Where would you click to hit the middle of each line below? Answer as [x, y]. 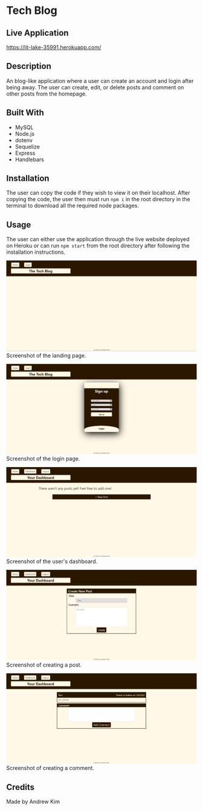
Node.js [25, 134]
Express [25, 153]
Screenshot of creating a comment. [50, 768]
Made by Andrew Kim [33, 802]
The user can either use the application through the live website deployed [98, 239]
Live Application [37, 33]
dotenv [24, 140]
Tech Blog [32, 11]
